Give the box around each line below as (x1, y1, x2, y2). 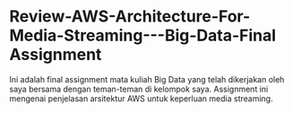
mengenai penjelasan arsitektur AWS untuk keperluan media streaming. (9, 92, 273, 104)
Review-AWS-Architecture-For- (9, 6, 251, 27)
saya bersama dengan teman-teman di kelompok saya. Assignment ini (9, 83, 269, 94)
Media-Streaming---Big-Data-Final (9, 25, 276, 46)
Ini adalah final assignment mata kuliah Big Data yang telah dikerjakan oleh (9, 74, 285, 84)
